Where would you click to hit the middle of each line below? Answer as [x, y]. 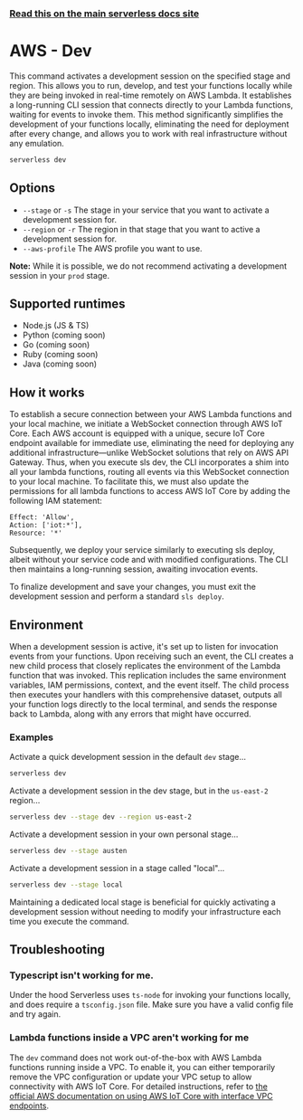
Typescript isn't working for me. [81, 975]
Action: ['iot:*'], [46, 526]
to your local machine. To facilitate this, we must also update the [129, 481]
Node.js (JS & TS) [56, 326]
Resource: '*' [36, 533]
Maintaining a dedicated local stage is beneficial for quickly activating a [142, 902]
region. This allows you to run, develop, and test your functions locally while [151, 85]
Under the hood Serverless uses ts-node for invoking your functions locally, [150, 995]
